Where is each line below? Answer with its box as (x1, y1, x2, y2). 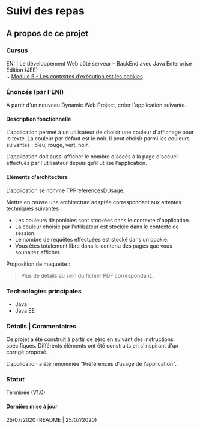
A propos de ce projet (6, 28, 89, 39)
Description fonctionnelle (6, 115, 71, 122)
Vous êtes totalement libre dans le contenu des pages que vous (14, 242, 173, 249)
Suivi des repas (6, 4, 85, 18)
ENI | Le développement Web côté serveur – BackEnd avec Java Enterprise (6, 60, 192, 67)
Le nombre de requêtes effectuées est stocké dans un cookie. (14, 236, 169, 243)
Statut (6, 375, 25, 384)
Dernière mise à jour (6, 402, 58, 410)
